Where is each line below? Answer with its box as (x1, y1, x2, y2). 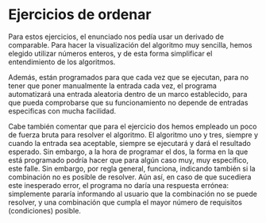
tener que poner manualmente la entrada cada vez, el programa (8, 81, 217, 90)
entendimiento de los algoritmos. (8, 57, 116, 67)
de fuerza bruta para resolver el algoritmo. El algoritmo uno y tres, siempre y (8, 129, 259, 140)
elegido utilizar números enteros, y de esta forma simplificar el (8, 48, 213, 58)
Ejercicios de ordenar (8, 6, 152, 24)
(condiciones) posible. (8, 206, 82, 215)
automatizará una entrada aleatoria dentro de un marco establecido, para (8, 89, 248, 98)
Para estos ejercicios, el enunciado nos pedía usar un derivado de (8, 32, 225, 41)
